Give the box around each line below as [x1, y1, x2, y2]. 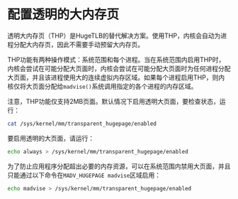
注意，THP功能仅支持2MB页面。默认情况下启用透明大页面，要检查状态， [7, 97, 220, 105]
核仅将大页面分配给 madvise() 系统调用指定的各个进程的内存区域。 [7, 82, 198, 90]
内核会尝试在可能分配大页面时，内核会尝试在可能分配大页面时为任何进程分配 [7, 64, 231, 72]
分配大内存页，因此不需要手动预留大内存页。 [13, 40, 144, 48]
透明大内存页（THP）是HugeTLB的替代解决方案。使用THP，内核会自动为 [7, 31, 221, 40]
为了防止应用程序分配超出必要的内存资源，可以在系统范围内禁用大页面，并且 [7, 161, 231, 171]
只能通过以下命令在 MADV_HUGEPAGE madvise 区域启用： [7, 171, 161, 179]
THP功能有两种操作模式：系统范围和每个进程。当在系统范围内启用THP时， [7, 55, 225, 64]
